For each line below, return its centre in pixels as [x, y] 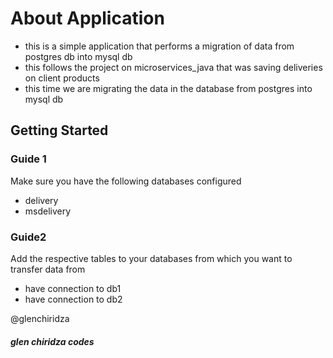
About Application [87, 18]
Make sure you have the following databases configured [126, 181]
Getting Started [59, 130]
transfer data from [48, 269]
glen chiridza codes [52, 341]
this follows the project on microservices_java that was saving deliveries [173, 67]
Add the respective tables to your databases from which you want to [151, 258]
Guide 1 [28, 159]
